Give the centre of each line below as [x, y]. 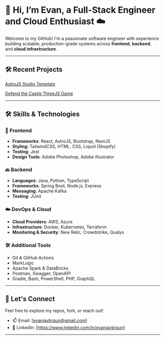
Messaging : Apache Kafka [39, 191]
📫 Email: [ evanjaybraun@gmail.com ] [50, 321]
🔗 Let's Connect [30, 299]
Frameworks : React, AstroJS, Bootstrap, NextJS [61, 141]
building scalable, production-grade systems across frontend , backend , [78, 43]
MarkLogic [23, 263]
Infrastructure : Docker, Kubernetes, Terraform [59, 227]
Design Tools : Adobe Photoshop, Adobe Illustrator [63, 157]
